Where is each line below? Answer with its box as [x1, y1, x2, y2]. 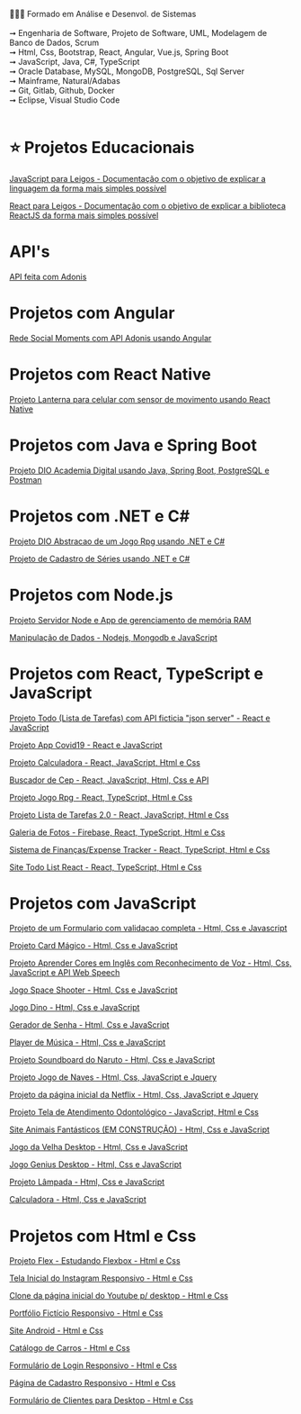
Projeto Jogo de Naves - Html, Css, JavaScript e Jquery [9, 1072, 217, 1083]
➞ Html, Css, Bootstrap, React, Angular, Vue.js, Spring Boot [9, 47, 229, 58]
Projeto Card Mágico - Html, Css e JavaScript [9, 940, 178, 951]
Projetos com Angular [9, 303, 175, 323]
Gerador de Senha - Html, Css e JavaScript [9, 1020, 170, 1030]
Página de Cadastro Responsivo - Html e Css [9, 1378, 176, 1389]
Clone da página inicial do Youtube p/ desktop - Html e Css [9, 1291, 229, 1301]
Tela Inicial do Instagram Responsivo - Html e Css [9, 1273, 193, 1283]
